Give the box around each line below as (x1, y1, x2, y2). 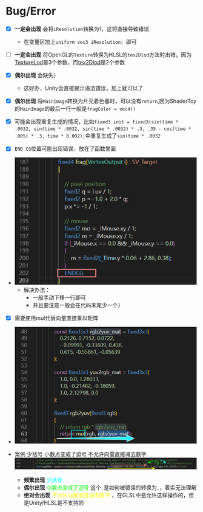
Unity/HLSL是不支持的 (28, 499, 84, 506)
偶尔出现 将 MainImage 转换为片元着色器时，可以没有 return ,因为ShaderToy (14, 97, 197, 105)
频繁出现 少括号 (23, 476, 63, 483)
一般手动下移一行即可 (32, 294, 86, 301)
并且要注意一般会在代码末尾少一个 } (32, 301, 121, 308)
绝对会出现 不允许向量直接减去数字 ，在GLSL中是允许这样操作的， (23, 491, 189, 499)
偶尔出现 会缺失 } (14, 72, 56, 79)
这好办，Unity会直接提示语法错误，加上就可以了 (23, 85, 144, 92)
